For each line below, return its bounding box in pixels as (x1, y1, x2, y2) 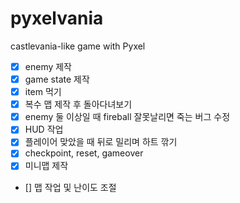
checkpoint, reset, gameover (24, 147, 144, 159)
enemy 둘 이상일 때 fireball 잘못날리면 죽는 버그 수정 (24, 111, 231, 123)
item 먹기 (24, 86, 62, 98)
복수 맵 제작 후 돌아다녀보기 (24, 98, 133, 111)
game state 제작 (24, 73, 90, 85)
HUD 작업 (24, 123, 64, 136)
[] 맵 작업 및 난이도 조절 (24, 181, 117, 193)
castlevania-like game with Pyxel (10, 40, 146, 52)
